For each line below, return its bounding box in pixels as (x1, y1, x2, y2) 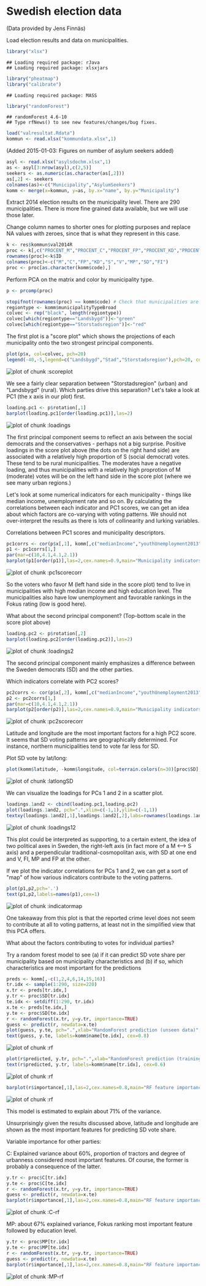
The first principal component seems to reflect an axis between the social (6, 433, 193, 441)
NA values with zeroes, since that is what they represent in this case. (6, 230, 181, 237)
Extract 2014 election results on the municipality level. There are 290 (6, 198, 180, 206)
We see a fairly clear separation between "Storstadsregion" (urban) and (6, 379, 188, 387)
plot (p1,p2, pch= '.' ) (6, 885, 59, 891)
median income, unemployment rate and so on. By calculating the (6, 497, 172, 504)
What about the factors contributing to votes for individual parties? (6, 939, 175, 946)
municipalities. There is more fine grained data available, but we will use (6, 205, 188, 212)
